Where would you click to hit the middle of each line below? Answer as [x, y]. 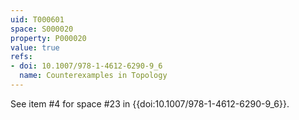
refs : [21, 57]
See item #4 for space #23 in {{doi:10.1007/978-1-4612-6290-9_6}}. [150, 103]
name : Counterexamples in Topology [93, 76]
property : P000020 [48, 38]
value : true [35, 47]
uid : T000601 [37, 19]
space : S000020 [42, 29]
